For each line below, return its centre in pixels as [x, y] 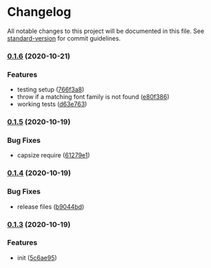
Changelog [39, 12]
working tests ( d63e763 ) [52, 104]
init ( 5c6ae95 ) [37, 258]
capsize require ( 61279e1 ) [54, 155]
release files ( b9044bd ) [51, 206]
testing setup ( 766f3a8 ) [51, 89]
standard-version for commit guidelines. [64, 38]
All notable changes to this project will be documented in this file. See [106, 31]
